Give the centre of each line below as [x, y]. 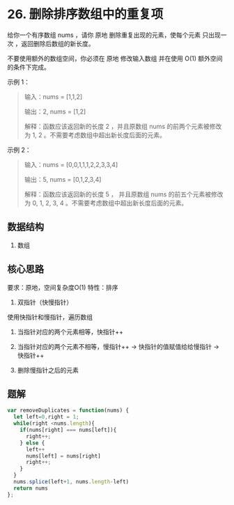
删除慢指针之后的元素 [48, 370]
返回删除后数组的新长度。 [57, 43]
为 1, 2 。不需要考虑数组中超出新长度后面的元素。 [95, 135]
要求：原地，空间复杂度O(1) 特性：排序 [63, 287]
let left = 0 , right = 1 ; [46, 417]
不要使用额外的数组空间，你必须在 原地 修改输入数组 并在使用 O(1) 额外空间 [115, 58]
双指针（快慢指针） [45, 302]
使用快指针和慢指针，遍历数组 [50, 317]
